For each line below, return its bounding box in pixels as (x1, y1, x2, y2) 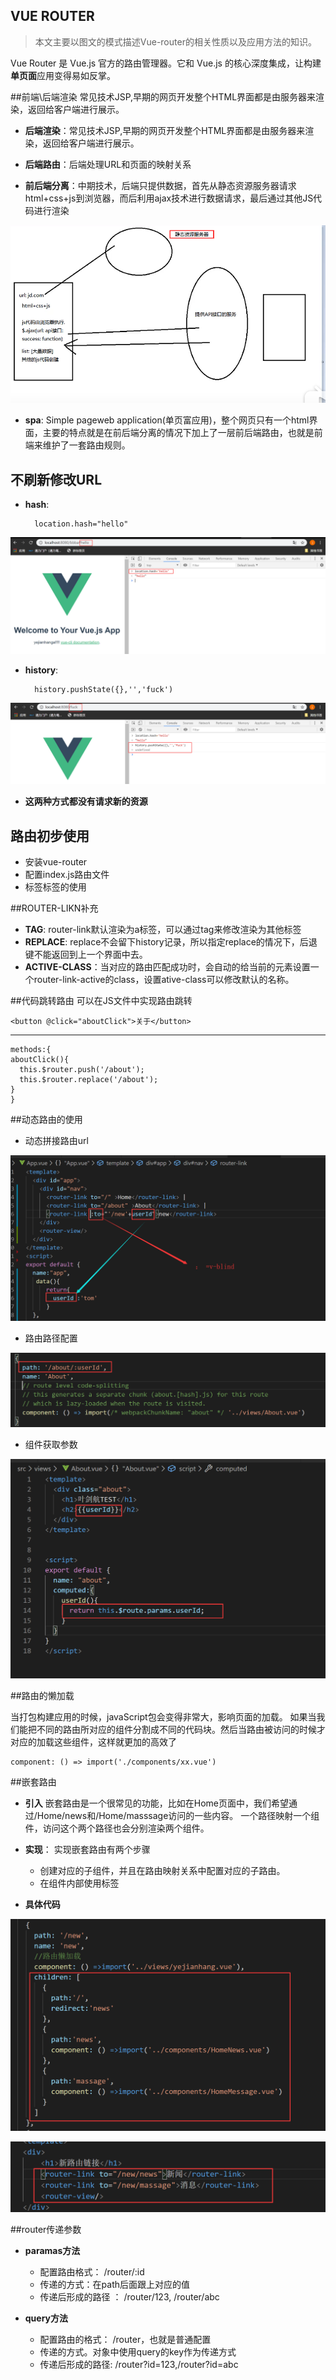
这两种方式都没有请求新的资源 (24, 795, 148, 808)
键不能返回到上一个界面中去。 (24, 949, 148, 961)
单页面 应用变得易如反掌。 (10, 69, 116, 81)
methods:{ (10, 1045, 52, 1055)
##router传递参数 (10, 2224, 82, 2236)
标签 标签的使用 (24, 881, 87, 893)
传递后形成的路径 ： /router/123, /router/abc (39, 2291, 220, 2303)
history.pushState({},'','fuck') (34, 685, 174, 695)
